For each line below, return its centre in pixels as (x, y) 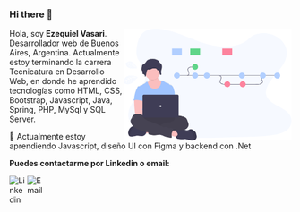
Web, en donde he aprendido (63, 81)
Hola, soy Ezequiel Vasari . (58, 34)
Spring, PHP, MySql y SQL (57, 110)
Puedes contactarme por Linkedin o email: (90, 164)
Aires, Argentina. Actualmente (64, 53)
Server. (22, 119)
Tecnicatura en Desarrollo (57, 72)
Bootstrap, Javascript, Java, (61, 100)
